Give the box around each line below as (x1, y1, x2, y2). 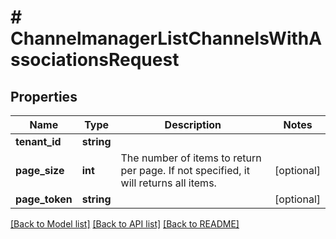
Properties (10, 88, 78, 105)
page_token (15, 192, 73, 206)
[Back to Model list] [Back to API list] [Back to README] (10, 218, 240, 230)
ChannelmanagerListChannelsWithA (10, 27, 323, 50)
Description (164, 118, 222, 131)
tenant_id (15, 135, 62, 148)
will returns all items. (120, 176, 217, 190)
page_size (15, 164, 65, 177)
